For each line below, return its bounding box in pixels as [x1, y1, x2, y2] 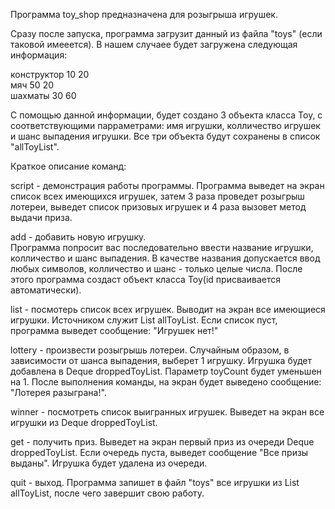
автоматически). [10, 284, 82, 296]
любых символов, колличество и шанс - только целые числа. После [10, 263, 303, 274]
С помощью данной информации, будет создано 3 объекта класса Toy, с [10, 109, 323, 121]
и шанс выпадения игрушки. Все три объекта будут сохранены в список [10, 130, 321, 142]
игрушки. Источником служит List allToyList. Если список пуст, [10, 314, 278, 326]
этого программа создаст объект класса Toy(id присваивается [10, 274, 281, 285]
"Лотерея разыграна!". [10, 387, 107, 398]
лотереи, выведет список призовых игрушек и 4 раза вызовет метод [10, 201, 307, 213]
